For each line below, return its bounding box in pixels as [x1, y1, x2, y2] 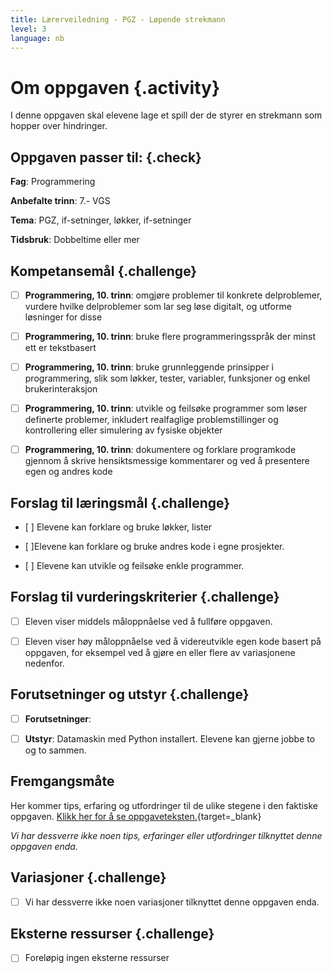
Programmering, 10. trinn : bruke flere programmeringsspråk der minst [24, 331, 317, 342]
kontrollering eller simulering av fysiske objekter [24, 424, 223, 436]
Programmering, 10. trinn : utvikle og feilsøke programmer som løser [24, 402, 308, 415]
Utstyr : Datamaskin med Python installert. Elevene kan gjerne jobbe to [24, 732, 316, 745]
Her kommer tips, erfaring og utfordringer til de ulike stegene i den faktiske [10, 799, 318, 811]
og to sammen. [24, 744, 87, 756]
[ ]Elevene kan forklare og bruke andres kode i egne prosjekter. [24, 541, 285, 553]
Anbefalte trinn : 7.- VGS [10, 195, 111, 207]
